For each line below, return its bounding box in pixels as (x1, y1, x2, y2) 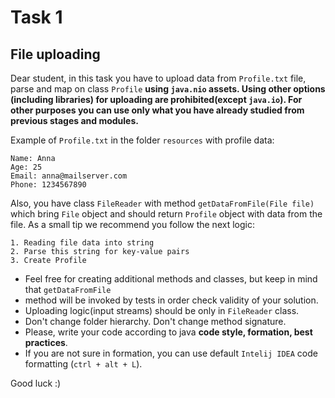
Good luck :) (10, 377, 62, 389)
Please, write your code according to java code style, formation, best (24, 326, 313, 338)
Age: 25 (10, 162, 43, 172)
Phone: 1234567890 (10, 180, 87, 190)
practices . (24, 337, 68, 348)
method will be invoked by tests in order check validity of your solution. (24, 294, 319, 306)
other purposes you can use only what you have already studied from (10, 104, 305, 116)
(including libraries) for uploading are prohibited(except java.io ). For (10, 94, 303, 105)
